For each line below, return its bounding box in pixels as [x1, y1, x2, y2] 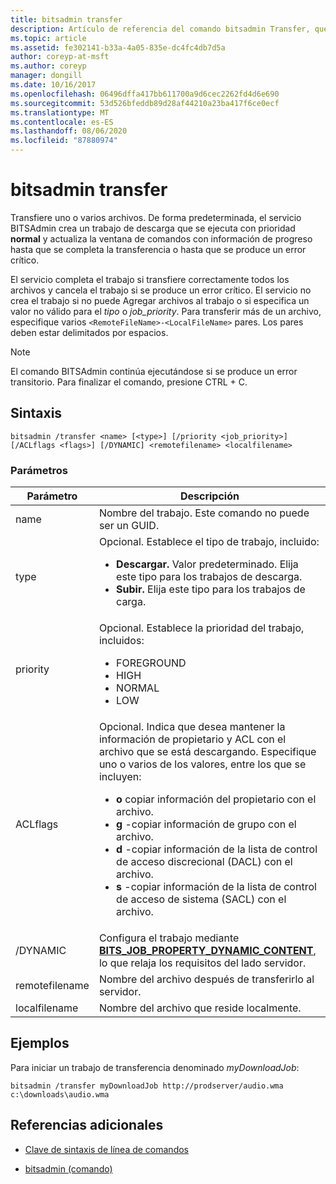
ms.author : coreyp [10, 61, 87, 71]
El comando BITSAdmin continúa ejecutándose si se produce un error [10, 365, 298, 377]
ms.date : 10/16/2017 [10, 80, 97, 90]
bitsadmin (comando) [24, 1162, 113, 1175]
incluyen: [98, 770, 142, 784]
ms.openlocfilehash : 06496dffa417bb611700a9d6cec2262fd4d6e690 [10, 89, 280, 99]
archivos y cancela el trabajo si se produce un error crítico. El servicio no [10, 284, 312, 296]
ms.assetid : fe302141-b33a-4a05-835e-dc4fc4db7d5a [10, 42, 226, 53]
